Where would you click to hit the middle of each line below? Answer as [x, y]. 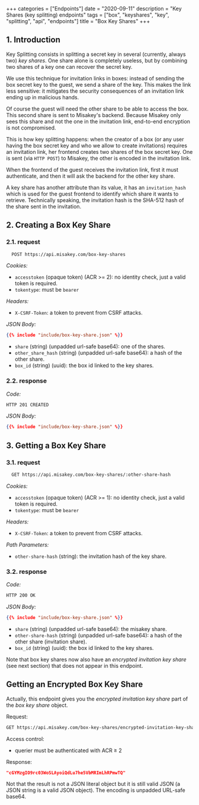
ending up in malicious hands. [43, 97]
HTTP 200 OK [21, 596]
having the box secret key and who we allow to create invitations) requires [97, 146]
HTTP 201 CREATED [28, 405]
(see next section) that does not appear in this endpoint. [75, 665]
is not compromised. [31, 128]
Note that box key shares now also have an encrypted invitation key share [96, 659]
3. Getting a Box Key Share [56, 445]
